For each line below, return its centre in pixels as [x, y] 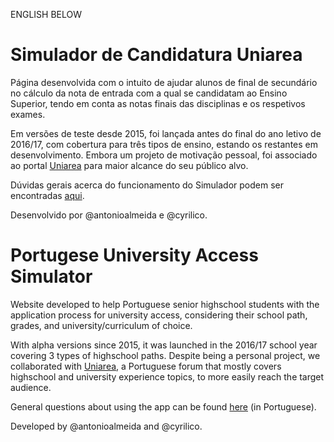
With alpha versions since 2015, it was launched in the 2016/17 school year [164, 345]
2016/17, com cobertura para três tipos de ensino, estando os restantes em [164, 144]
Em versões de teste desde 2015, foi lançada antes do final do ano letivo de [166, 133]
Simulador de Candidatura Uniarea [156, 55]
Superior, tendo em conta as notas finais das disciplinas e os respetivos [158, 103]
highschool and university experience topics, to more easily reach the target [167, 376]
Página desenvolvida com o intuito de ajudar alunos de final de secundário [164, 82]
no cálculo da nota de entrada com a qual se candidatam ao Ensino [149, 93]
